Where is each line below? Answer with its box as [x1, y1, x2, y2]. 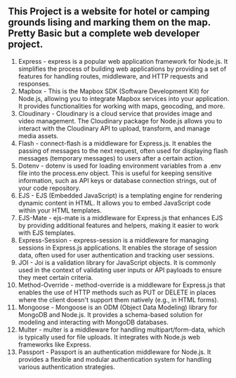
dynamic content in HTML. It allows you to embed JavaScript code [18, 198, 211, 207]
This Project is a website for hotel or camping [8, 6, 210, 18]
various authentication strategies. [18, 363, 115, 371]
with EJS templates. [18, 228, 76, 237]
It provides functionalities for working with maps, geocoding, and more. [18, 102, 225, 110]
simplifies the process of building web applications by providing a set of [18, 65, 227, 73]
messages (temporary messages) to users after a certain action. [18, 154, 204, 162]
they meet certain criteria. [18, 273, 93, 281]
